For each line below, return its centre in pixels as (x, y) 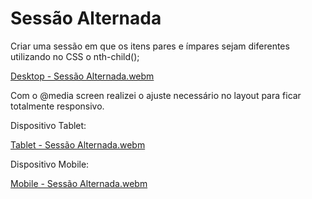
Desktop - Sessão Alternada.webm (82, 76)
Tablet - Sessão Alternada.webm (78, 144)
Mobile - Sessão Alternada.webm (79, 183)
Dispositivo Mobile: (50, 164)
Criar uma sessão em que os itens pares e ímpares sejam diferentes (150, 46)
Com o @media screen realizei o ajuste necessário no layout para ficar (156, 95)
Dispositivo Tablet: (48, 125)
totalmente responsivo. (57, 106)
